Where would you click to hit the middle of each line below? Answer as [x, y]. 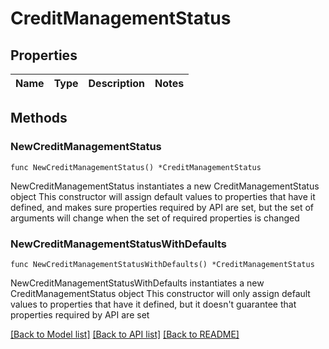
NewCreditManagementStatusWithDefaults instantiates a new [137, 283]
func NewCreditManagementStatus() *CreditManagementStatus [136, 167]
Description [116, 83]
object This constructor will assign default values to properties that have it [163, 196]
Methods [39, 118]
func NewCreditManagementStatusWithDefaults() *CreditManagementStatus [162, 264]
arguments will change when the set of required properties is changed [155, 218]
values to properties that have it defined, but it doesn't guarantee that [153, 304]
